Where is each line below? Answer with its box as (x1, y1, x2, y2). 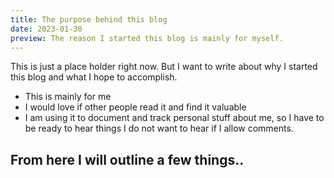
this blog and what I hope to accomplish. (10, 71, 178, 83)
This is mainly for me (24, 91, 112, 103)
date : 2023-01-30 (10, 24, 83, 34)
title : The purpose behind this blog (10, 14, 168, 25)
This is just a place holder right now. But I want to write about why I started (10, 61, 318, 73)
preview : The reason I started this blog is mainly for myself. (10, 33, 284, 43)
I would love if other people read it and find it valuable (24, 101, 247, 113)
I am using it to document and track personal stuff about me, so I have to (24, 112, 325, 124)
